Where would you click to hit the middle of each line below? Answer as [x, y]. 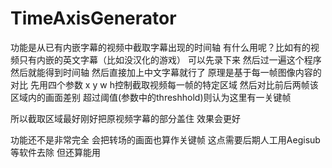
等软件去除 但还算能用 [55, 152]
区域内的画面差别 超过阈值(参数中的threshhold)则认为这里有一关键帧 [151, 97]
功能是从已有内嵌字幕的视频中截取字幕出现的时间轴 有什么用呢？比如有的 [160, 47]
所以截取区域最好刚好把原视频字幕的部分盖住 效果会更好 [125, 118]
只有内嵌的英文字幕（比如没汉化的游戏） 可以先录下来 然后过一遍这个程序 [170, 59]
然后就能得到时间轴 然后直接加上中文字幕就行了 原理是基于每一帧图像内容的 [166, 72]
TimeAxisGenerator [93, 18]
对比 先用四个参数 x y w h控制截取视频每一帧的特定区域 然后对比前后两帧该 [164, 84]
